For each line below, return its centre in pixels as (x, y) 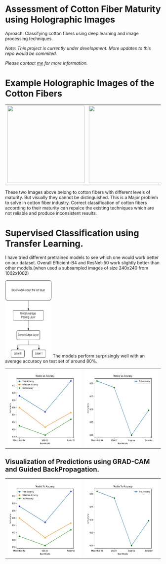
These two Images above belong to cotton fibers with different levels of (78, 192)
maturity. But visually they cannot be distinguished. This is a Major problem (82, 198)
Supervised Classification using (72, 233)
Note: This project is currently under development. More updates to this (78, 48)
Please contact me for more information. (46, 63)
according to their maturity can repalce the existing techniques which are (80, 208)
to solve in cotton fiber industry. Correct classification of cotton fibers (76, 203)
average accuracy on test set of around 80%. (51, 361)
